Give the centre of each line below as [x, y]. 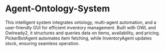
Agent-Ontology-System [58, 9]
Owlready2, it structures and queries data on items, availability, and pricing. [83, 33]
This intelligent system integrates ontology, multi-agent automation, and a [81, 22]
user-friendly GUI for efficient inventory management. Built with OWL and [81, 27]
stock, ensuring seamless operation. [42, 43]
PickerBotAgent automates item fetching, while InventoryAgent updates [79, 38]
